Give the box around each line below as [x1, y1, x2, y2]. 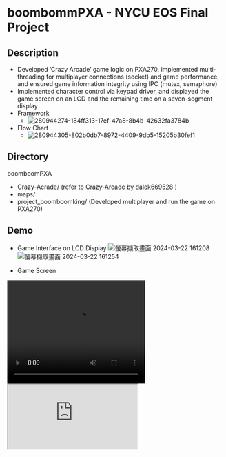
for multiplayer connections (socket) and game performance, [45, 72, 219, 81]
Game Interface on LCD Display [17, 243, 107, 252]
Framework [17, 109, 50, 117]
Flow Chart [17, 124, 49, 132]
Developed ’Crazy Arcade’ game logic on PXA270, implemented [17, 65, 198, 73]
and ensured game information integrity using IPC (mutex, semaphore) [17, 80, 218, 88]
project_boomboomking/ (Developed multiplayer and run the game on [17, 197, 216, 205]
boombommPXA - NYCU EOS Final [7, 5, 209, 21]
